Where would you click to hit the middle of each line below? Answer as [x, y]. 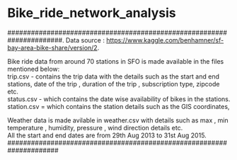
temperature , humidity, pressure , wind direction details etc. [95, 127]
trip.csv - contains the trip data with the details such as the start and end [113, 76]
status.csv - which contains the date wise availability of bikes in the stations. [119, 99]
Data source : [85, 40]
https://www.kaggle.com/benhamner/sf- [165, 40]
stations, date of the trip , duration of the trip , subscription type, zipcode [114, 84]
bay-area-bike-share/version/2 [52, 47]
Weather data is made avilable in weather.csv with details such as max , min [118, 120]
